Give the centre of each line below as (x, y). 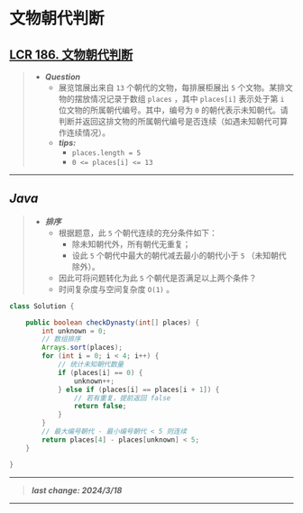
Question (63, 77)
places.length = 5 (106, 153)
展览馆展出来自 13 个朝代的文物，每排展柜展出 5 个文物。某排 (172, 87)
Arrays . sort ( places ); (83, 348)
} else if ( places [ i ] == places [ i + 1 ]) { (138, 389)
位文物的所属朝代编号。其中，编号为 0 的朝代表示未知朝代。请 (173, 110)
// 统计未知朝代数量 (91, 365)
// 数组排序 (61, 339)
